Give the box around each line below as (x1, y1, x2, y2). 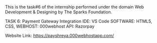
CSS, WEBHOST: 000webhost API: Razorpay (5, 23, 95, 29)
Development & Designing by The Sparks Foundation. (5, 9, 112, 15)
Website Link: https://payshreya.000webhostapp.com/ (5, 33, 114, 38)
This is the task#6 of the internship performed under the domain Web (5, 4, 144, 10)
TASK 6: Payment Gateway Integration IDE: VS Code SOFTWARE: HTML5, (5, 19, 152, 24)
